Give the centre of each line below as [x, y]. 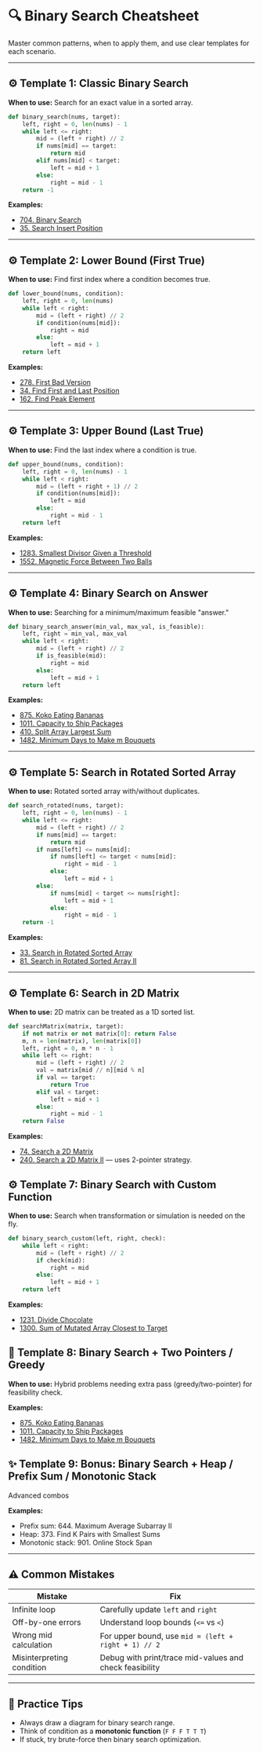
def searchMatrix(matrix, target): [66, 1026]
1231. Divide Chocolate [56, 1320]
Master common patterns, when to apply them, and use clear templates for [129, 43]
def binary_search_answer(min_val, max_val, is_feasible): [106, 627]
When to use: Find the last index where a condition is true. [103, 450]
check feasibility [130, 1668]
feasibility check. [36, 1392]
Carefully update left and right [159, 1610]
